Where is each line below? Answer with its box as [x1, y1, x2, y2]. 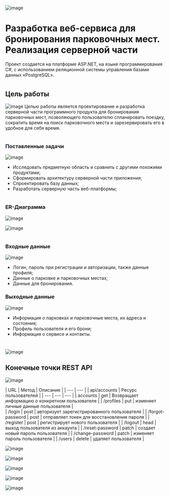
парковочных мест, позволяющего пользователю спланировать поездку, [5, 114, 165, 120]
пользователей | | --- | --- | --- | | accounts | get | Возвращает [5, 392, 139, 398]
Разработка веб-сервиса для [5, 23, 136, 34]
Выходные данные [5, 293, 55, 300]
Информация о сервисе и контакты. [12, 331, 91, 337]
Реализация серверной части [5, 44, 138, 56]
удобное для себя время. [5, 125, 61, 131]
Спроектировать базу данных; [12, 181, 79, 187]
